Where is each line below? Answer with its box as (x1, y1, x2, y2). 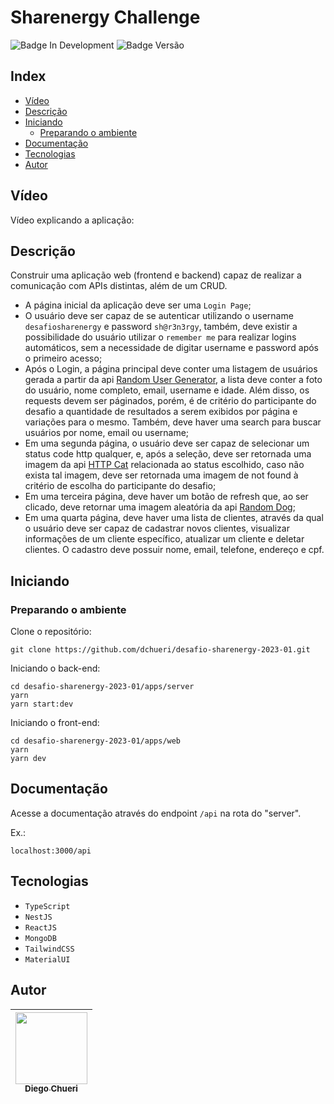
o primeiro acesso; (24, 352, 103, 365)
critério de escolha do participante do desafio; (24, 480, 217, 492)
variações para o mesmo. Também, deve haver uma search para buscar (24, 416, 322, 428)
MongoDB (24, 933, 57, 943)
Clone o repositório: (10, 626, 92, 638)
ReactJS (24, 922, 57, 933)
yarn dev (10, 754, 47, 764)
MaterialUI (24, 954, 71, 965)
